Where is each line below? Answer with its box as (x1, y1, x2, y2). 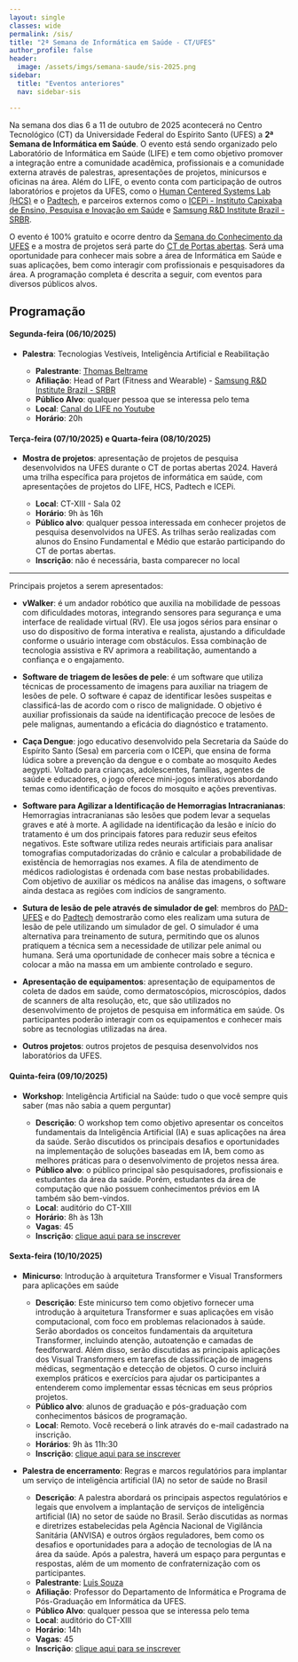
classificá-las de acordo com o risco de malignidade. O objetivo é (21, 700, 263, 711)
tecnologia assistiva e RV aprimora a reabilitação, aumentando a (21, 645, 257, 656)
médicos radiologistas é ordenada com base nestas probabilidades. (21, 867, 271, 878)
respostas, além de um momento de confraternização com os (35, 1558, 262, 1569)
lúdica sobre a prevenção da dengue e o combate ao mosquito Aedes (21, 755, 278, 766)
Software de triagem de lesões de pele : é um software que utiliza (21, 672, 263, 682)
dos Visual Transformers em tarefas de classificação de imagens (35, 1354, 273, 1364)
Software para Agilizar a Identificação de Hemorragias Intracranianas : (21, 800, 286, 811)
